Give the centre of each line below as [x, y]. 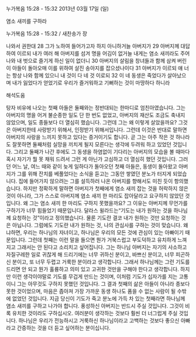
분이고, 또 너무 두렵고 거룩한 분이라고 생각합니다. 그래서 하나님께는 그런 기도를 [101, 262]
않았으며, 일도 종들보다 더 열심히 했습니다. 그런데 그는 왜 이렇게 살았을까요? [92, 122]
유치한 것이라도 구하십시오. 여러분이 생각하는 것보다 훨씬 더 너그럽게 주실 [95, 313]
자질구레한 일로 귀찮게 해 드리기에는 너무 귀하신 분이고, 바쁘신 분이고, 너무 [90, 255]
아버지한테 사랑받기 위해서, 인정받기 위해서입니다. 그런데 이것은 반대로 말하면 [99, 130]
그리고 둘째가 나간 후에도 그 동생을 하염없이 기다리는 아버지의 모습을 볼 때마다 [102, 152]
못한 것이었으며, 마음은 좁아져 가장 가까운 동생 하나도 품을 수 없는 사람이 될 [91, 291]
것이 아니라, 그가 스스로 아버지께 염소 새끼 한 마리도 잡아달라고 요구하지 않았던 [95, 196]
